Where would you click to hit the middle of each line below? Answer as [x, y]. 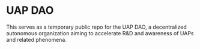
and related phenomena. [37, 39]
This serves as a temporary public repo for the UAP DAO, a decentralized [97, 27]
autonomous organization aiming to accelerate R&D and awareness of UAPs [100, 33]
